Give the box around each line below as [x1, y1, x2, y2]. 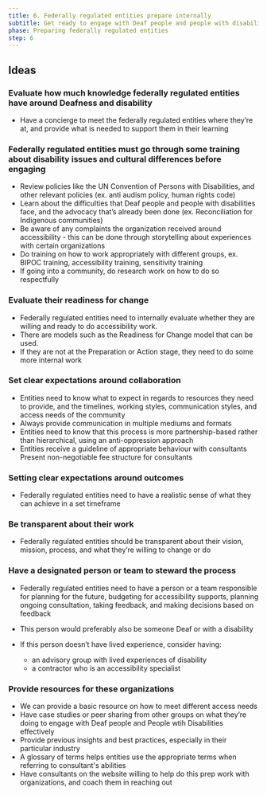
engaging [8, 163, 46, 174]
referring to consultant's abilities [19, 761, 126, 770]
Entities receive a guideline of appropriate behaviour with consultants [19, 444, 248, 453]
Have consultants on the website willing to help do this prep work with [19, 770, 250, 779]
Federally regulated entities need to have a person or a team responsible [19, 583, 257, 593]
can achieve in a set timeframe [19, 499, 121, 508]
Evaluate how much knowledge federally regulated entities [8, 87, 240, 98]
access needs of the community [19, 409, 126, 419]
